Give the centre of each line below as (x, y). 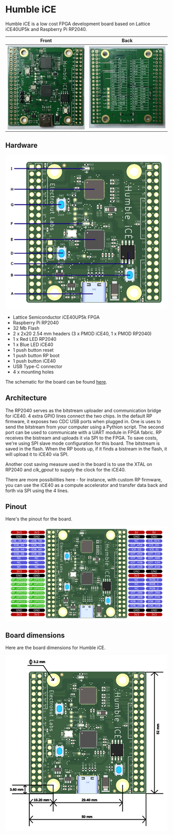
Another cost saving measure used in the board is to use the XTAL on (79, 464)
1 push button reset (33, 350)
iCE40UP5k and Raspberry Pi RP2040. (46, 29)
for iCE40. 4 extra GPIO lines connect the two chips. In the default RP (79, 416)
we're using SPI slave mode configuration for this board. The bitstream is (83, 443)
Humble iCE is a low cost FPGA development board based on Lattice (78, 24)
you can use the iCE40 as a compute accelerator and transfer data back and (86, 485)
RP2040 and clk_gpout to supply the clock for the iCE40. (66, 469)
